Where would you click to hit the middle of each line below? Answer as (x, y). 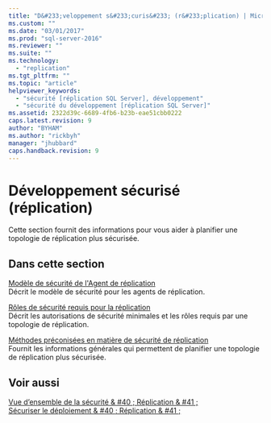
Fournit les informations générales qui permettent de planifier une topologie (134, 349)
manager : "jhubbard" (43, 143)
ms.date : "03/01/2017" (46, 31)
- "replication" (43, 68)
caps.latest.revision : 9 (50, 121)
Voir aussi (34, 382)
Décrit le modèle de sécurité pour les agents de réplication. (107, 292)
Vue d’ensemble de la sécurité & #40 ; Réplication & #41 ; (103, 402)
